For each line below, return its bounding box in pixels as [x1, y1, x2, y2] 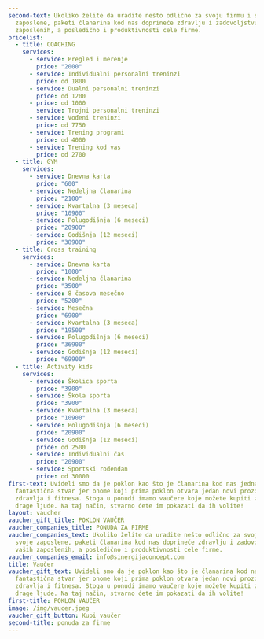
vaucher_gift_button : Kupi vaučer [8, 611, 122, 619]
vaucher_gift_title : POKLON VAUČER [8, 516, 125, 524]
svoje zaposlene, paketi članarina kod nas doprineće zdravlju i [15, 538, 234, 546]
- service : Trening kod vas [28, 143, 122, 151]
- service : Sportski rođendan [28, 465, 128, 473]
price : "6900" [36, 312, 82, 319]
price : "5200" [36, 297, 82, 305]
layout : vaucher [8, 509, 61, 517]
